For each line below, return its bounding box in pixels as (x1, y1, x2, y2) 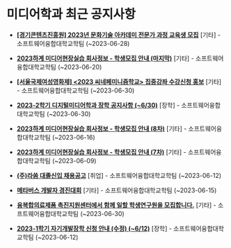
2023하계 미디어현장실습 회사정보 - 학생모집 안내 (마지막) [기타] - (16, 53, 194, 63)
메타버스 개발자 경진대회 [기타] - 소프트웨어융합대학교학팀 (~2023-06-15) (16, 185, 217, 195)
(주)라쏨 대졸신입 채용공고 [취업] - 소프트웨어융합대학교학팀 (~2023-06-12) (16, 171, 222, 179)
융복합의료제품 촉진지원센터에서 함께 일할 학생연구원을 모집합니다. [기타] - (16, 201, 216, 209)
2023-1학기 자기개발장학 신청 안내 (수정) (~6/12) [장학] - (16, 224, 172, 233)
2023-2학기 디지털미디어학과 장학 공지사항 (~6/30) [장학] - (16, 101, 180, 109)
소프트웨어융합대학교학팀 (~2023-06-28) (16, 39, 130, 47)
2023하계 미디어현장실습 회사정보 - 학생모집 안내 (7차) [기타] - (16, 147, 186, 156)
